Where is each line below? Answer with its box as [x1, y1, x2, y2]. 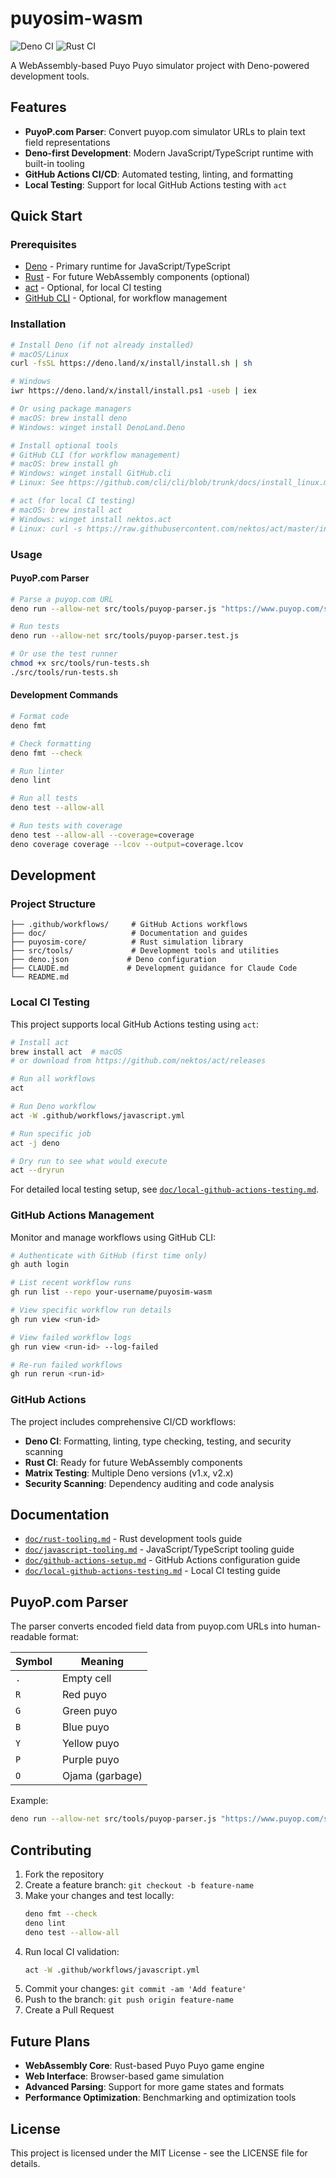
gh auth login [10, 1260, 70, 1270]
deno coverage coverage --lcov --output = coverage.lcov [10, 839, 244, 849]
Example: [10, 1795, 49, 1807]
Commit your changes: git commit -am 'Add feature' [24, 1983, 247, 1995]
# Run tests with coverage [10, 821, 123, 831]
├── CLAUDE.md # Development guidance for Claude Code [10, 963, 298, 974]
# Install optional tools [10, 440, 118, 451]
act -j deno [10, 1138, 60, 1148]
